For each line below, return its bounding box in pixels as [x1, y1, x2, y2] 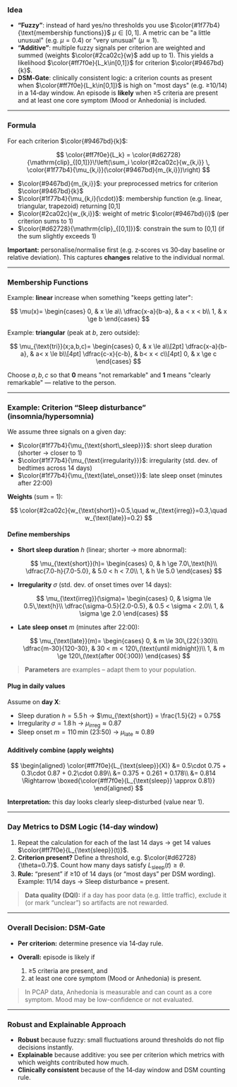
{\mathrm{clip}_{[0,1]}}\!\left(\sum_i [27, 158, 130, 166]
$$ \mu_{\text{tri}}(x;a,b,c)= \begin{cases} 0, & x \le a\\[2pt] [9, 342, 185, 350]
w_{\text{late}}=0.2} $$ [84, 514, 153, 522]
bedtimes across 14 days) [17, 464, 93, 472]
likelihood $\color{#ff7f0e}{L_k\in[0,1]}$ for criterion [17, 59, 170, 67]
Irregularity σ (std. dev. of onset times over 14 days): [17, 580, 172, 589]
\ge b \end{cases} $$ [87, 314, 150, 323]
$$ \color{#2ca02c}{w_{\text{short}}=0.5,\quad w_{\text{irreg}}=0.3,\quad [9, 506, 228, 514]
